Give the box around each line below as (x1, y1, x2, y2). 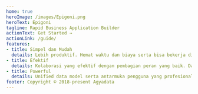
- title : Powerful (6, 68, 51, 74)
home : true (6, 8, 33, 15)
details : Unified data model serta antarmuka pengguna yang (11, 74, 162, 79)
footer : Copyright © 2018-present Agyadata (6, 79, 115, 85)
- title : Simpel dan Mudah (6, 47, 72, 53)
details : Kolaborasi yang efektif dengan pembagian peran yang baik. (11, 62, 186, 69)
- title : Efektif (6, 57, 49, 63)
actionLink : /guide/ (6, 36, 57, 41)
